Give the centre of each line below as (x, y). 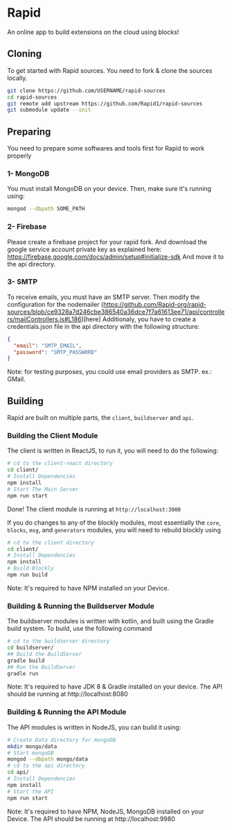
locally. (17, 78)
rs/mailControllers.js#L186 (44, 319)
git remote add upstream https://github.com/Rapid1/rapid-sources (105, 103)
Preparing (29, 132)
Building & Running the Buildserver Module (81, 606)
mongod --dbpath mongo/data (48, 759)
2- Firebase (27, 227)
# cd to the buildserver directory (59, 641)
